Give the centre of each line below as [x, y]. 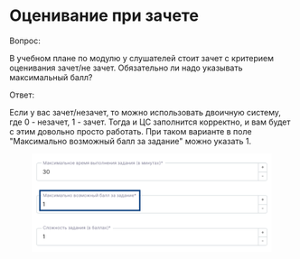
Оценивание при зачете [104, 16]
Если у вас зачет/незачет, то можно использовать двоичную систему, [145, 112]
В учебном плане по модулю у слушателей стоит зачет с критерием [141, 58]
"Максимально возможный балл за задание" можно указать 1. [131, 141]
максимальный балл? [51, 77]
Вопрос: [25, 41]
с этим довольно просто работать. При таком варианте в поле [131, 131]
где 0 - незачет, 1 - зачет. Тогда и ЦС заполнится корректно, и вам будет [150, 122]
